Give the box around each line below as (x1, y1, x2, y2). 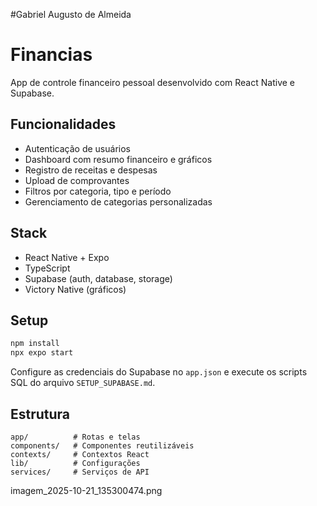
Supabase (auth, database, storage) (24, 272, 173, 284)
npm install (10, 339, 60, 349)
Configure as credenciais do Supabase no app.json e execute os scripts (10, 366, 308, 378)
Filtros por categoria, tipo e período (24, 185, 172, 197)
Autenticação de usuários (24, 142, 131, 154)
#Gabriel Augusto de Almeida (10, 9, 132, 20)
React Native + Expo (24, 251, 110, 263)
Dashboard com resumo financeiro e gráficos (24, 153, 213, 165)
